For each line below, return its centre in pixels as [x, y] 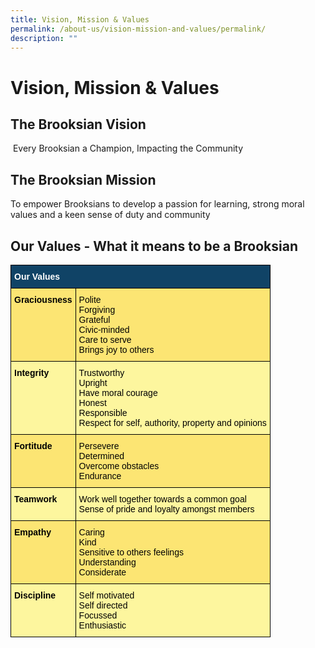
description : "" [44, 38]
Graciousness [43, 299]
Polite [90, 299]
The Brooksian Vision [78, 124]
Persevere [99, 446]
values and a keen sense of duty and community [110, 215]
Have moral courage [118, 392]
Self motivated [106, 595]
